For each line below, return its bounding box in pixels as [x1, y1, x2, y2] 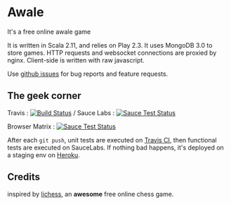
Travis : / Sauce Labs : [7, 108, 115, 117]
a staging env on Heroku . [7, 150, 81, 159]
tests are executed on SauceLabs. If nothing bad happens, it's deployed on [7, 143, 225, 152]
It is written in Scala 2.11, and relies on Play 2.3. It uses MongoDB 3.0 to [7, 41, 213, 49]
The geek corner [7, 90, 82, 102]
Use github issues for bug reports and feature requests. [7, 70, 169, 78]
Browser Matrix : [7, 122, 55, 131]
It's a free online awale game [7, 27, 91, 36]
